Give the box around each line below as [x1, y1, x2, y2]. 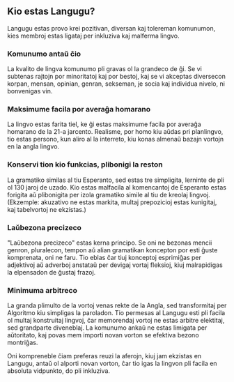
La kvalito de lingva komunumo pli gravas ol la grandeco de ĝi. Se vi [7, 65, 202, 73]
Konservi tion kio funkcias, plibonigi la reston [7, 160, 163, 169]
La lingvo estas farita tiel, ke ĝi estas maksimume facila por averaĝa [7, 120, 202, 128]
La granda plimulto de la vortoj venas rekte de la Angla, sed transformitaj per [7, 301, 227, 310]
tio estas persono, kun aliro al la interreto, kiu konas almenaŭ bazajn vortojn [7, 135, 224, 144]
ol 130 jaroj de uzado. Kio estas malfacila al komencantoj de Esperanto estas [7, 183, 226, 191]
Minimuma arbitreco [7, 285, 78, 295]
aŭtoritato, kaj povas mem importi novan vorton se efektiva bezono [7, 331, 200, 339]
